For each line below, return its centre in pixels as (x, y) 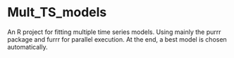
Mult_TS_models (57, 12)
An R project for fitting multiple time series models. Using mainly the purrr (114, 32)
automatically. (27, 47)
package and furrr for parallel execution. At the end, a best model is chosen (117, 39)
